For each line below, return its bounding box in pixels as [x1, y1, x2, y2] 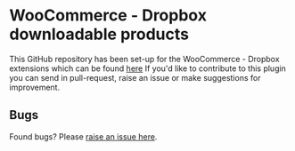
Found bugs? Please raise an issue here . [9, 131, 158, 142]
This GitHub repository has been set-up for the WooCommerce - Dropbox [9, 53, 280, 64]
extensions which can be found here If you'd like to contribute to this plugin [9, 63, 287, 74]
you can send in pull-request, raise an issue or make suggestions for [9, 72, 261, 83]
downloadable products [9, 24, 190, 44]
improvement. [9, 82, 61, 92]
